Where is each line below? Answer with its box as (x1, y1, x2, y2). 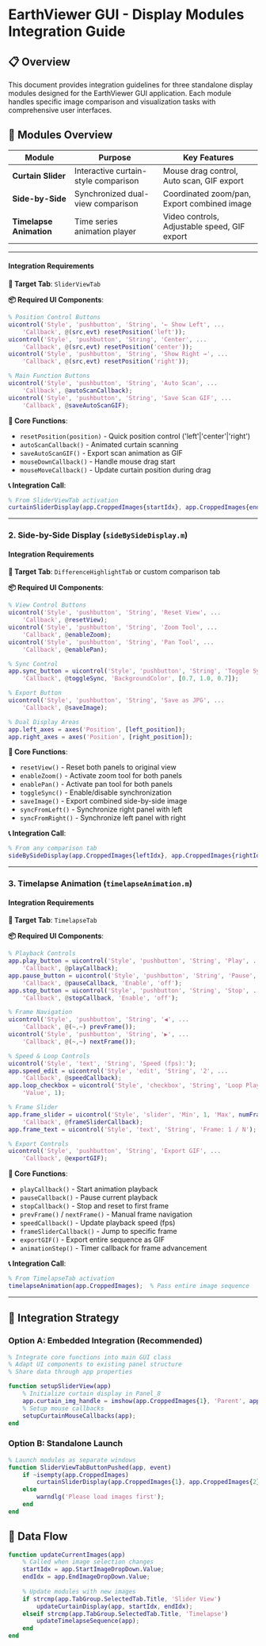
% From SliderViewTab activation (8, 496, 119, 504)
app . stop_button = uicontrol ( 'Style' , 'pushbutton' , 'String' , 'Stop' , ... (8, 986, 264, 994)
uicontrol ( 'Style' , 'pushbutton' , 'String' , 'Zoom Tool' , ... (8, 623, 218, 632)
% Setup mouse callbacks (22, 1404, 104, 1413)
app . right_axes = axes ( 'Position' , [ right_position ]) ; (8, 733, 193, 741)
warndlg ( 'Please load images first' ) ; (36, 1493, 165, 1501)
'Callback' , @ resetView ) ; (22, 616, 108, 624)
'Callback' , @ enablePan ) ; (22, 646, 108, 653)
